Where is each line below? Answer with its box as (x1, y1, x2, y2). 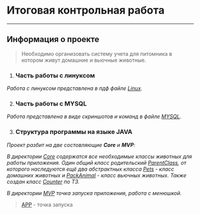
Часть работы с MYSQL (15, 99, 87, 107)
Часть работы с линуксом (15, 71, 96, 79)
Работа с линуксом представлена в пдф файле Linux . (7, 85, 143, 92)
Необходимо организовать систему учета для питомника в (21, 50, 173, 57)
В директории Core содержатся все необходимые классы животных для (7, 152, 192, 160)
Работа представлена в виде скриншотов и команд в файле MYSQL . (7, 113, 182, 120)
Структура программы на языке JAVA (15, 128, 133, 136)
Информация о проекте (7, 34, 100, 44)
